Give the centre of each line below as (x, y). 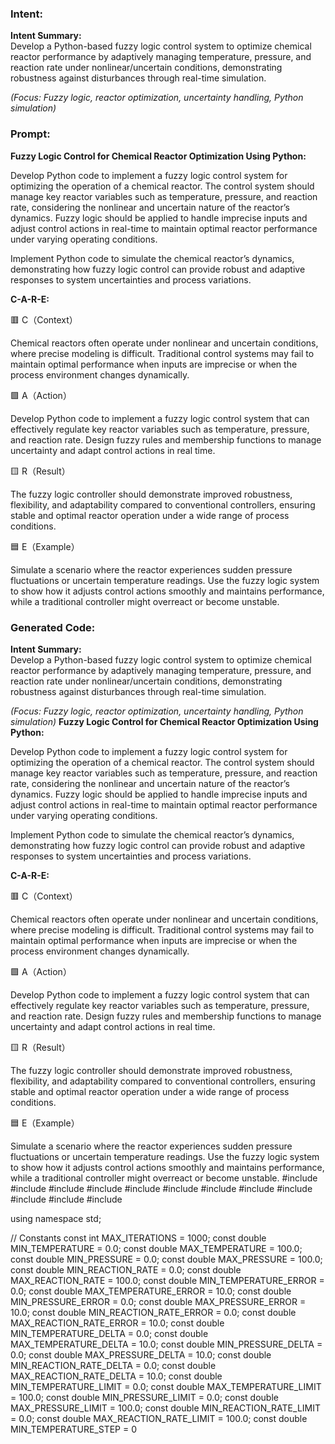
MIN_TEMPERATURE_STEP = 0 (74, 1429)
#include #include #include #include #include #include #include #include (161, 1188)
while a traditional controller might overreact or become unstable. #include (164, 1178)
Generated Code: (53, 627)
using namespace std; (56, 1218)
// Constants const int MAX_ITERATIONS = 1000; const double (138, 1238)
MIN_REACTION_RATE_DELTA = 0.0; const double (113, 1365)
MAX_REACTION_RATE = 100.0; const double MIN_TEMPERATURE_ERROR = (167, 1280)
